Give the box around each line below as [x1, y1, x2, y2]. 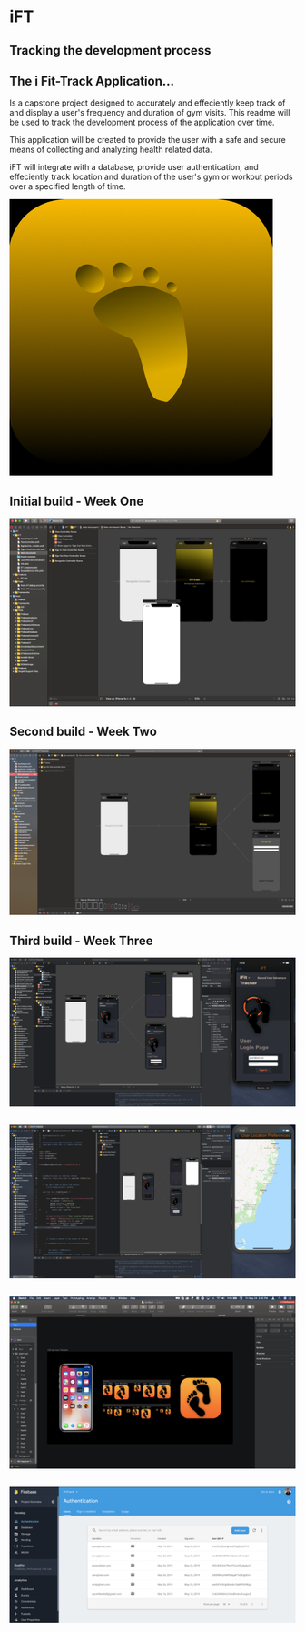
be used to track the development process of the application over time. [9, 116, 275, 128]
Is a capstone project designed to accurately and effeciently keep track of [9, 97, 286, 108]
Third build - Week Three [9, 932, 153, 948]
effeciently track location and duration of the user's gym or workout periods [9, 171, 293, 183]
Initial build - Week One [9, 493, 144, 509]
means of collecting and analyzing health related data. [9, 144, 212, 156]
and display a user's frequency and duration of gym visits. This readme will [9, 107, 290, 118]
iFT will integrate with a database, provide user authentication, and [9, 162, 259, 173]
